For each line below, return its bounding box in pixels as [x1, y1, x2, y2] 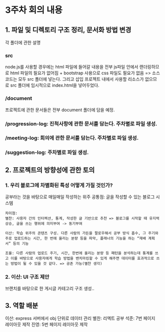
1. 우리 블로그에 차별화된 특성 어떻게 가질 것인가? [5, 181, 113, 188]
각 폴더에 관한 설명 [5, 40, 41, 45]
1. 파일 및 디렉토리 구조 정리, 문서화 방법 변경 [5, 26, 132, 34]
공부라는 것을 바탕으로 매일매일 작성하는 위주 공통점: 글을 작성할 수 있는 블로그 [5, 194, 155, 200]
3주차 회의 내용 [5, 4, 63, 16]
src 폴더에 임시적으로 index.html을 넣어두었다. [10, 82, 99, 89]
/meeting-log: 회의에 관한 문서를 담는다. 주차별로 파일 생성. [5, 135, 139, 142]
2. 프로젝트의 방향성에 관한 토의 [5, 166, 95, 174]
